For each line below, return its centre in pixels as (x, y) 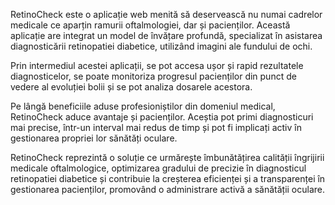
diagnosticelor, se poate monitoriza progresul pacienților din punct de (153, 76)
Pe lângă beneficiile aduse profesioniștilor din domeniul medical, (143, 106)
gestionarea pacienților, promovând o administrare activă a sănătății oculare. (168, 189)
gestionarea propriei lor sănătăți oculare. (94, 138)
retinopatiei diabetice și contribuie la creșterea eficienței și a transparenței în (168, 178)
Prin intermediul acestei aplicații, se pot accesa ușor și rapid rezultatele (157, 65)
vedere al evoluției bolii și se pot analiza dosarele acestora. (131, 87)
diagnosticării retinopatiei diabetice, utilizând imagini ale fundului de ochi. (161, 46)
